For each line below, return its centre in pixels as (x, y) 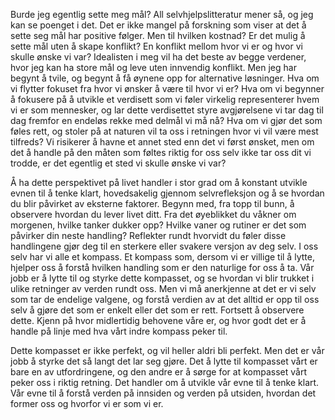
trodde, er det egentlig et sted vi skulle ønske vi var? (118, 163)
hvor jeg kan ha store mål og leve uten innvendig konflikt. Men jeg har (153, 67)
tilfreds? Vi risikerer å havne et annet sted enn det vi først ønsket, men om (162, 142)
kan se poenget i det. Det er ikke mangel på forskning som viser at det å (158, 25)
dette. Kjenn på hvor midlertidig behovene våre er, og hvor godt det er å (158, 320)
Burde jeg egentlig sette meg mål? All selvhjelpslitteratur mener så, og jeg (162, 14)
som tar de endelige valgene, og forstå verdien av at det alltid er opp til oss (165, 299)
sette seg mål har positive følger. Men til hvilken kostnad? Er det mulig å (158, 35)
